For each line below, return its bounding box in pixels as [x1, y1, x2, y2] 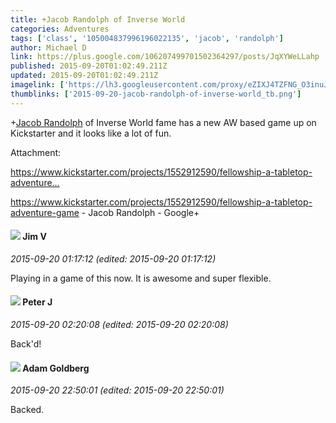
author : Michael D [10, 42, 87, 53]
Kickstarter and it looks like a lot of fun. [10, 127, 172, 139]
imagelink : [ [10, 80, 65, 90]
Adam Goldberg [22, 362, 90, 374]
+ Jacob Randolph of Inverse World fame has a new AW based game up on [10, 116, 317, 128]
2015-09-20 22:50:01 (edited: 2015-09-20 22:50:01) [10, 384, 225, 396]
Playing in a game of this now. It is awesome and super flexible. [10, 272, 272, 284]
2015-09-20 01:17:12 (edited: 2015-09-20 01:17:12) [10, 252, 217, 265]
